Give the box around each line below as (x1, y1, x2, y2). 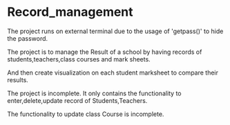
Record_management (7, 4, 133, 20)
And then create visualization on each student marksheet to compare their (7, 68, 219, 77)
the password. (7, 34, 48, 42)
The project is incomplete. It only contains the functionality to (7, 89, 182, 97)
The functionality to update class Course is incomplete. (7, 110, 164, 118)
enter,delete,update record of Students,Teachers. (7, 96, 148, 104)
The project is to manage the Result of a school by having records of (7, 48, 202, 56)
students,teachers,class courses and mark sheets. (7, 55, 151, 63)
